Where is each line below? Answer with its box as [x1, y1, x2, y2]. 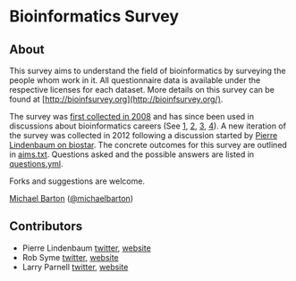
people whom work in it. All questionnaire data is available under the [9, 75, 261, 86]
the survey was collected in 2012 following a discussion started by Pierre [9, 130, 278, 140]
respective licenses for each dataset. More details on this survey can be [9, 85, 275, 95]
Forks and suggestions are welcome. [9, 176, 146, 186]
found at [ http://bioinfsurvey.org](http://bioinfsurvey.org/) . [9, 94, 224, 104]
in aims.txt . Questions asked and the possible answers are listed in [9, 149, 255, 160]
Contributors [9, 219, 83, 234]
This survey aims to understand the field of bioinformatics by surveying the [9, 65, 286, 76]
